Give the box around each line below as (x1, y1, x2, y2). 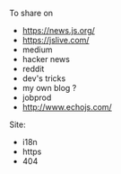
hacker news (22, 54, 70, 64)
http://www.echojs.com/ (22, 102, 112, 112)
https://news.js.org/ (22, 25, 96, 35)
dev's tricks (22, 73, 66, 84)
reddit (22, 63, 45, 74)
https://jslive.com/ (22, 35, 90, 45)
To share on (9, 8, 54, 18)
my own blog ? (22, 83, 77, 93)
